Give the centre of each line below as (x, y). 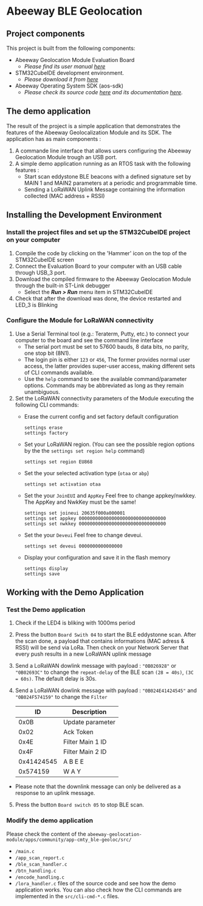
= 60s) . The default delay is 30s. (56, 679)
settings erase (43, 427)
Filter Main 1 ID (85, 742)
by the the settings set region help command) (84, 450)
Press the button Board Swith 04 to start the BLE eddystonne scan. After (105, 635)
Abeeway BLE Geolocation (74, 11)
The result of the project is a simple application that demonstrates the (93, 126)
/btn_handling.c (36, 871)
